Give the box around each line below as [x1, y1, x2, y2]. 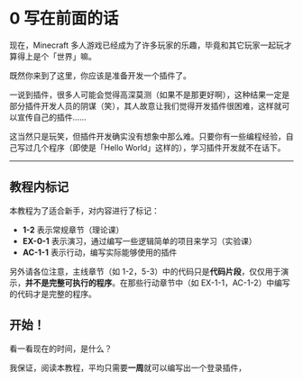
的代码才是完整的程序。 [9, 288, 96, 299]
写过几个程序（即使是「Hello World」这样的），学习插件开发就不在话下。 [16, 141, 286, 153]
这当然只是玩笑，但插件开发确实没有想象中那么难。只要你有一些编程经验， [9, 131, 286, 141]
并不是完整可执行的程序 [25, 277, 113, 288]
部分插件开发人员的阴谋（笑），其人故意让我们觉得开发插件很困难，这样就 [9, 100, 282, 111]
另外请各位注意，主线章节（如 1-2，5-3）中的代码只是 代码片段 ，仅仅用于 [9, 266, 281, 277]
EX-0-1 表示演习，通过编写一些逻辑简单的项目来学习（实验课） [22, 235, 257, 246]
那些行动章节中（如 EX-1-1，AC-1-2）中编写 [127, 277, 290, 288]
